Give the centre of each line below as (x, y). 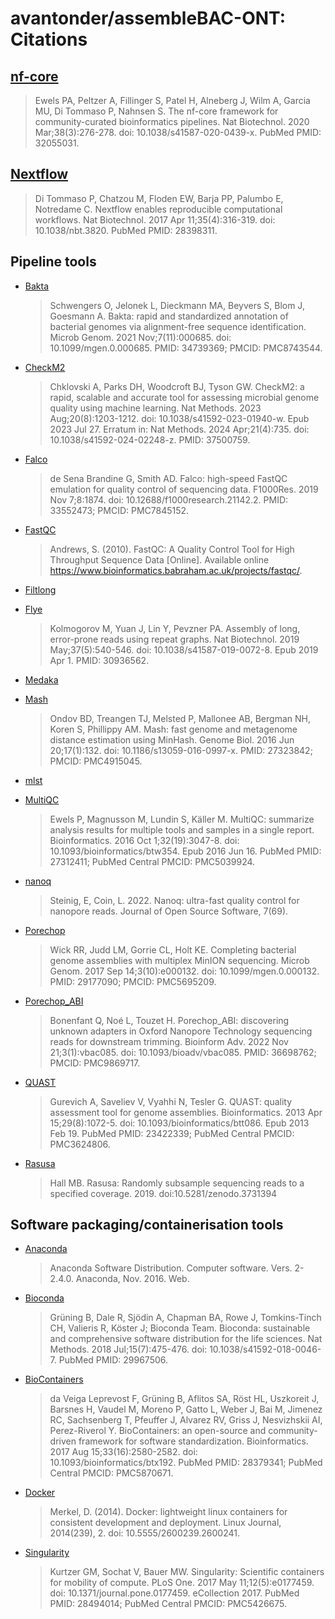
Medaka (41, 679)
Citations (49, 39)
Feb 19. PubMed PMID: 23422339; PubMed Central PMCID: (172, 1133)
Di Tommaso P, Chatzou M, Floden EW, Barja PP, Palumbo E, (159, 198)
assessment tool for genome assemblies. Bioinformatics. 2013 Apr (186, 1112)
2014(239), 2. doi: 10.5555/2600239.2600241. (144, 1533)
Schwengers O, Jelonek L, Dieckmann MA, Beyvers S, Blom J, (177, 305)
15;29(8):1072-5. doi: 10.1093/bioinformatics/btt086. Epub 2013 (179, 1123)
